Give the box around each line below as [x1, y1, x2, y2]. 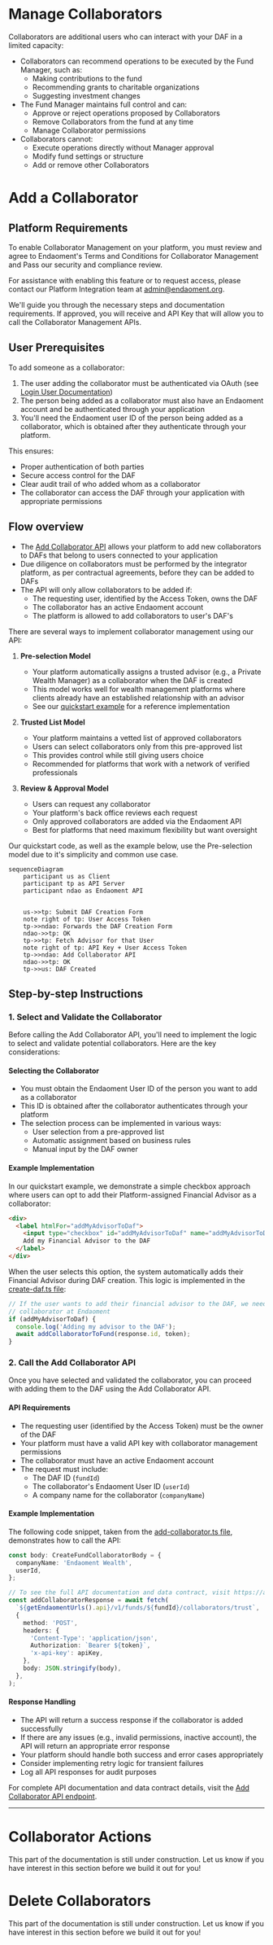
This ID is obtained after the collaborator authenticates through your [19, 1101, 248, 1111]
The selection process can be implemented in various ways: [19, 1119, 222, 1128]
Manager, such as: [19, 64, 83, 74]
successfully [19, 1724, 63, 1733]
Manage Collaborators [8, 5, 162, 24]
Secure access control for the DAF [19, 470, 136, 480]
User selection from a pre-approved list [32, 1127, 165, 1137]
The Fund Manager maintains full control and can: [19, 99, 188, 109]
